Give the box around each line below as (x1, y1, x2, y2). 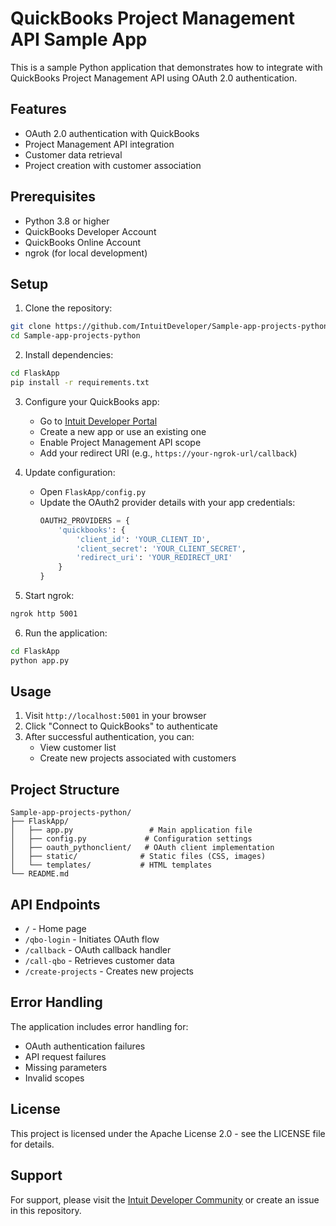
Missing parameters (24, 1061, 108, 1073)
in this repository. (10, 1204, 82, 1216)
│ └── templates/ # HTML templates (10, 860, 213, 871)
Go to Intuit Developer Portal (39, 415, 158, 427)
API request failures (24, 1050, 107, 1062)
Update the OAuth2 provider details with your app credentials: (39, 496, 296, 508)
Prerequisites (10, 188, 96, 206)
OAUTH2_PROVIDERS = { (39, 515, 130, 526)
